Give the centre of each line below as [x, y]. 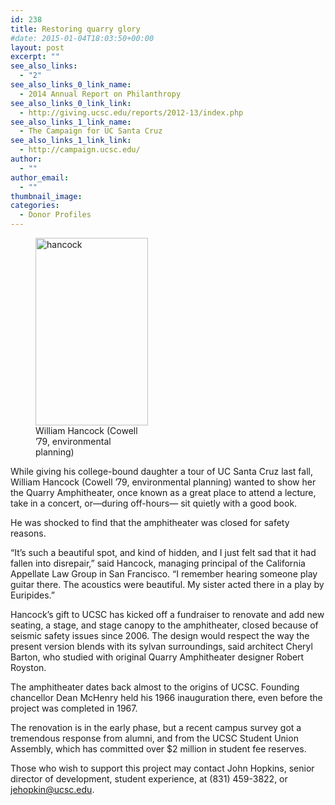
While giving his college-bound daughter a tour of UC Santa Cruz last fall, [161, 471]
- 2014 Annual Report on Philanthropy [100, 94]
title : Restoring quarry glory [75, 29]
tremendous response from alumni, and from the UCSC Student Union [154, 738]
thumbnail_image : [46, 196]
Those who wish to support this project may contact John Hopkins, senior [162, 768]
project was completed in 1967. [74, 708]
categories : [35, 206]
